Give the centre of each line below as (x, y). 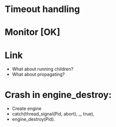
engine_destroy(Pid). (33, 119)
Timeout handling (42, 9)
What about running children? (43, 69)
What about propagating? (38, 74)
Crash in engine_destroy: (58, 95)
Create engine (27, 108)
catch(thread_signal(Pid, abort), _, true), (53, 114)
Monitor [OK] (33, 32)
